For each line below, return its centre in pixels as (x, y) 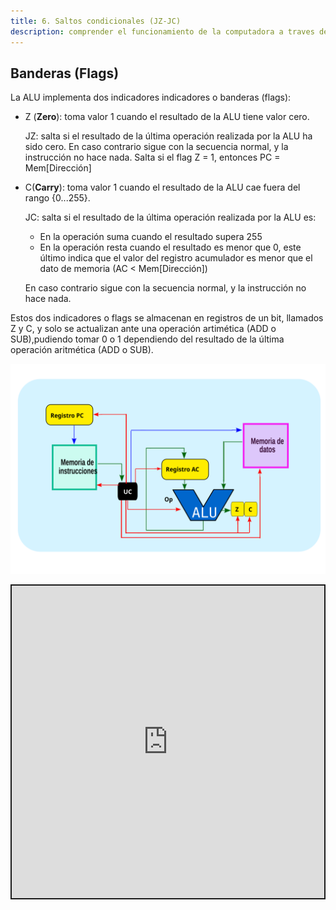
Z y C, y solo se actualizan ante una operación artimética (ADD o (143, 329)
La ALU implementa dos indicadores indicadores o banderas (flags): (151, 97)
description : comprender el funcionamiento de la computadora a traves (162, 31)
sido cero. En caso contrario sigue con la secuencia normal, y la (156, 147)
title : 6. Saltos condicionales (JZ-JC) (96, 21)
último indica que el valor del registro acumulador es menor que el (176, 258)
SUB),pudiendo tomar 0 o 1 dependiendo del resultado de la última (147, 339)
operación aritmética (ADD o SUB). (82, 350)
